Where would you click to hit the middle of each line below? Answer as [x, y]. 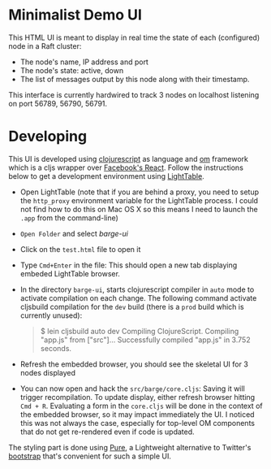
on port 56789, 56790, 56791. [58, 103]
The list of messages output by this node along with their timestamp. [135, 79]
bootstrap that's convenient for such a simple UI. [90, 456]
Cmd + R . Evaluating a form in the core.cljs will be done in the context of [141, 406]
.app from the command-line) [69, 218]
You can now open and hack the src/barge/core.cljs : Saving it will [132, 389]
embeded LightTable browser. [70, 273]
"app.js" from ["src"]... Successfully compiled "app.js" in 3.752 [145, 340]
